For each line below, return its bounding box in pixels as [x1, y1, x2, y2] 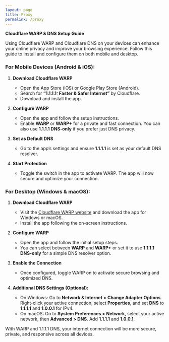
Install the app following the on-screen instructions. [20, 220, 128, 226]
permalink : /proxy [5, 17, 44, 22]
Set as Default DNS [12, 135, 54, 142]
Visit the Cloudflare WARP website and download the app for [20, 209, 146, 215]
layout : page [5, 7, 33, 13]
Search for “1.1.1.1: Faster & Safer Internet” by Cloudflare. [20, 90, 140, 96]
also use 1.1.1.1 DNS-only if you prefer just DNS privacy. [20, 125, 135, 131]
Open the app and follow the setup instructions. [20, 115, 120, 121]
